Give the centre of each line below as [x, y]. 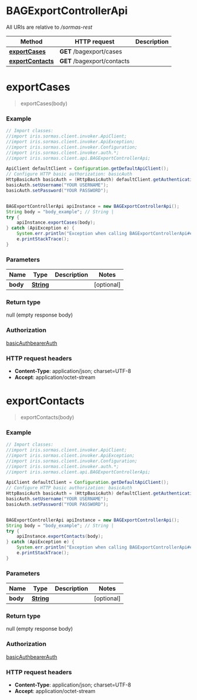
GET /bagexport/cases [91, 51]
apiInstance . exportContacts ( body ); [60, 536]
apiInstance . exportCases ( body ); [56, 223]
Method [31, 41]
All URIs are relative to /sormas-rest [49, 27]
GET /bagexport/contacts [95, 61]
